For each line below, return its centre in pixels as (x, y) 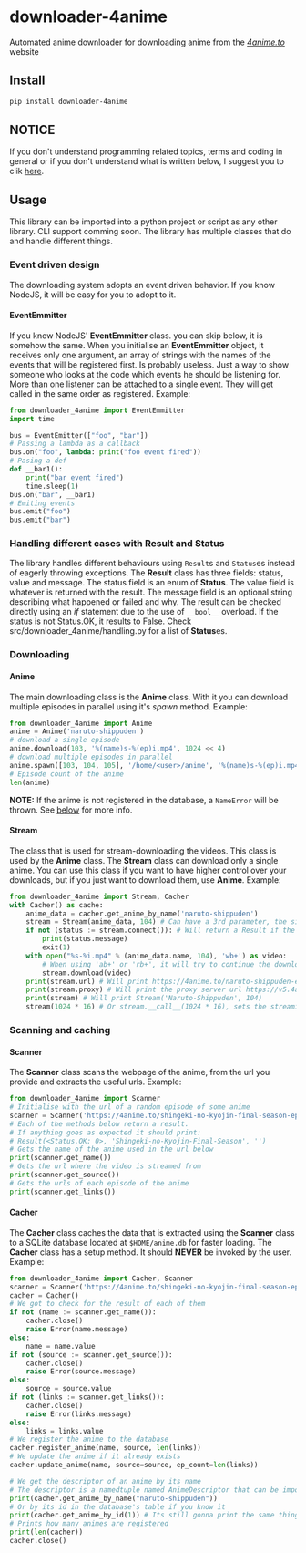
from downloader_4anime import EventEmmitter (97, 410)
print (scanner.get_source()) (65, 1175)
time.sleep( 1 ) (52, 486)
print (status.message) (85, 939)
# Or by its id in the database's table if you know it (117, 1506)
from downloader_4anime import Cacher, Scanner (102, 1279)
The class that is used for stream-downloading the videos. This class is (143, 851)
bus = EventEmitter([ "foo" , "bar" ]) (79, 435)
